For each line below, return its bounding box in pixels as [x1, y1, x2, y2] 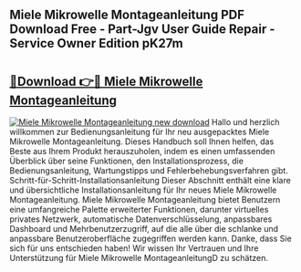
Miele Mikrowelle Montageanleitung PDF [9, 7, 244, 23]
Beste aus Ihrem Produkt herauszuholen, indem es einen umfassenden [9, 146, 275, 156]
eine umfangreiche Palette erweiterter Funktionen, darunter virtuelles [9, 204, 269, 214]
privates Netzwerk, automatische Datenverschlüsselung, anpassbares [9, 214, 273, 225]
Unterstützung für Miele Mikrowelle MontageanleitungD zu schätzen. [9, 253, 269, 263]
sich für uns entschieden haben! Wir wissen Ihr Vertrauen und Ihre [9, 243, 259, 254]
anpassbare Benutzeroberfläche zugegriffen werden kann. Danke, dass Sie [9, 233, 292, 244]
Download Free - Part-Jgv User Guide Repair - [9, 22, 275, 37]
